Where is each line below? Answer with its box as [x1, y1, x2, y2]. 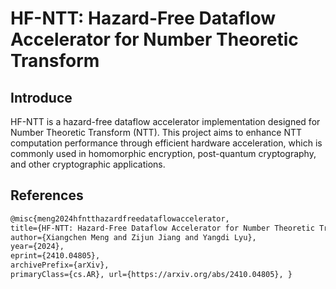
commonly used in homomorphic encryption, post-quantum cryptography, [10, 148, 317, 159]
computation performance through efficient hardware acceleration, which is [10, 137, 323, 149]
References [10, 187, 84, 204]
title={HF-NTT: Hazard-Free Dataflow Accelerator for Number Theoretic [10, 223, 315, 233]
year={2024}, [10, 242, 65, 252]
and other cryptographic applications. [10, 158, 166, 170]
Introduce [10, 89, 73, 106]
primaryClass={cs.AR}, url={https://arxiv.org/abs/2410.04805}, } [10, 270, 293, 280]
